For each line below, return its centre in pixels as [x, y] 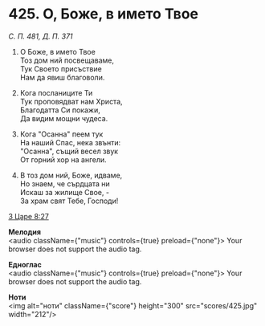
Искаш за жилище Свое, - [65, 192]
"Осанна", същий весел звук [69, 151]
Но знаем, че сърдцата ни [65, 183]
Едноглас [25, 264]
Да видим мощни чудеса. [64, 118]
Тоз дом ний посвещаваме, [67, 60]
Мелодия [25, 232]
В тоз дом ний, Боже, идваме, [71, 175]
